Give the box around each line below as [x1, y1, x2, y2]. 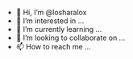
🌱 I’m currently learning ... [15, 25, 102, 33]
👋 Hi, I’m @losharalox [15, 8, 87, 17]
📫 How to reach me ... [15, 42, 91, 51]
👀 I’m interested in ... [15, 16, 85, 26]
